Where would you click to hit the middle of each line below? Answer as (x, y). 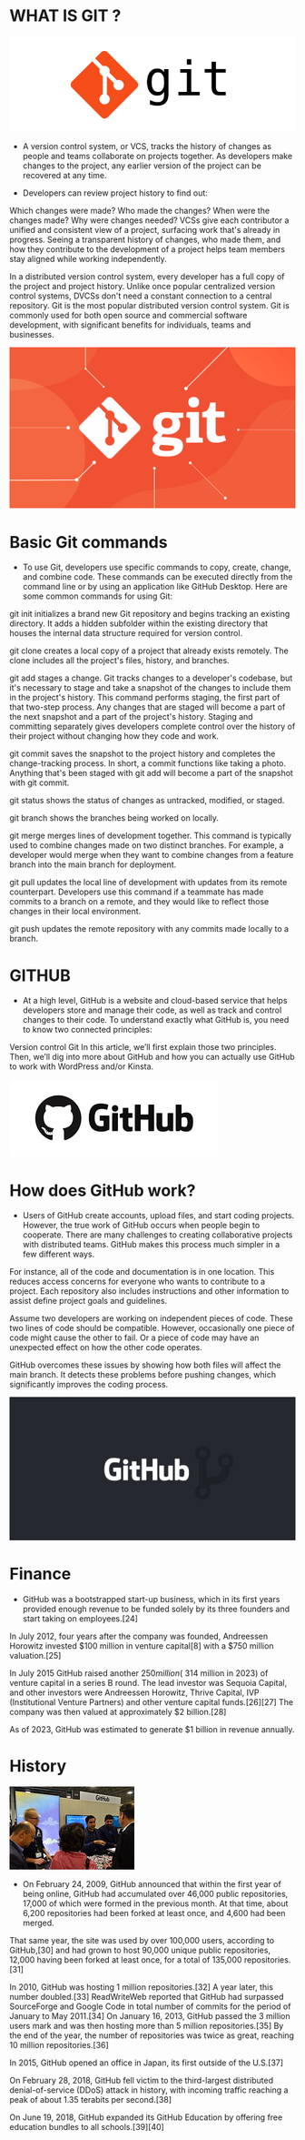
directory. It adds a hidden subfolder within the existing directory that (139, 623)
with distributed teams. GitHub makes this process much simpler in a (151, 1245)
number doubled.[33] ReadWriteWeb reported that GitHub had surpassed (147, 1997)
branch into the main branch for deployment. (93, 864)
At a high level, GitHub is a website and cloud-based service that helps (155, 1001)
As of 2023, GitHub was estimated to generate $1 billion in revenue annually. (152, 1730)
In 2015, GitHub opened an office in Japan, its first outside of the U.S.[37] (147, 2063)
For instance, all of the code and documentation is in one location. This (142, 1272)
